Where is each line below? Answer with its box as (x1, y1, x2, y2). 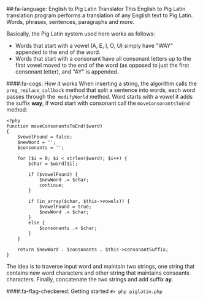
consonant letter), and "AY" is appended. (15, 68, 119, 75)
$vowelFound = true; (39, 204, 92, 210)
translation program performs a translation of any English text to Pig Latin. (6, 12, 193, 19)
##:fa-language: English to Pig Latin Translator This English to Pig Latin (6, 6, 186, 12)
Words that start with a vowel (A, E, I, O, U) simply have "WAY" (15, 42, 174, 49)
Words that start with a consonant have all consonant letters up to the (15, 55, 191, 62)
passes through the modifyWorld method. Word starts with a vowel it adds (6, 93, 193, 100)
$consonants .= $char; (39, 225, 98, 231)
